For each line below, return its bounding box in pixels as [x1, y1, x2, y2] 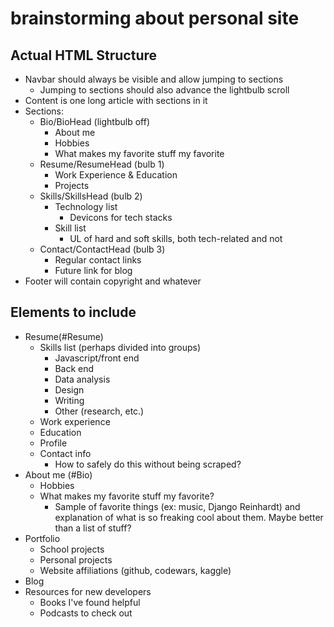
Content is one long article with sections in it [24, 95, 208, 106]
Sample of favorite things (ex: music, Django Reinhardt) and [54, 500, 301, 512]
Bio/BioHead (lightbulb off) [39, 116, 151, 127]
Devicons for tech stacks [69, 212, 173, 223]
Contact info [39, 447, 92, 459]
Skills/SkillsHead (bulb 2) [39, 190, 143, 202]
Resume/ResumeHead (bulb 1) [39, 158, 165, 170]
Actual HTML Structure [10, 47, 158, 64]
